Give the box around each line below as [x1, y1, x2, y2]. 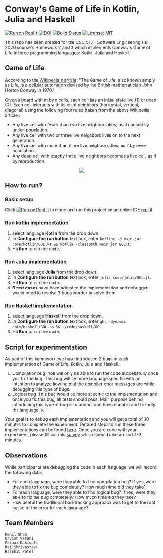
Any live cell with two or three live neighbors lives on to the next [12, 132, 140, 138]
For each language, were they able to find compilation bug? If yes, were [12, 478, 156, 484]
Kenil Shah [5, 532, 27, 537]
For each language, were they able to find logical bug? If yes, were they [12, 489, 156, 495]
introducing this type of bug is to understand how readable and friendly [12, 402, 156, 408]
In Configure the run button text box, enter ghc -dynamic [12, 318, 127, 324]
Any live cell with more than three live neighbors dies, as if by [12, 143, 135, 148]
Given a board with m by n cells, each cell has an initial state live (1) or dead [5, 97, 157, 103]
